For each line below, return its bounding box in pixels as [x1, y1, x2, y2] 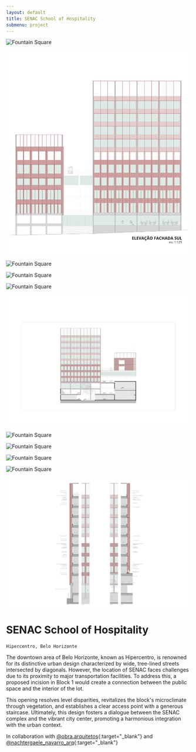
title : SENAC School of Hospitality [6, 15, 96, 22]
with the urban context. [6, 721, 63, 728]
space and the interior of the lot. [6, 685, 84, 692]
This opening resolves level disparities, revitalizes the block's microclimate [6, 696, 187, 703]
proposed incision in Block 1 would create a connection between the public [6, 679, 187, 686]
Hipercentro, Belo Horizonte [6, 643, 77, 649]
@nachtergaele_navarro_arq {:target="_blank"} [6, 738, 119, 746]
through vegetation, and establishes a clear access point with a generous [6, 703, 184, 710]
